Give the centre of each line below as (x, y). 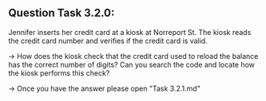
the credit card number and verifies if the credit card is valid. (108, 41)
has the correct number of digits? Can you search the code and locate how (132, 64)
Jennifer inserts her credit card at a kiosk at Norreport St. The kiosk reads (130, 32)
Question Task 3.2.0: (62, 13)
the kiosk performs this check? (59, 73)
